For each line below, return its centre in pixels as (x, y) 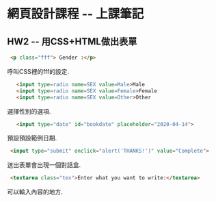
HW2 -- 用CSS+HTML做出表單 (72, 41)
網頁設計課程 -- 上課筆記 (76, 14)
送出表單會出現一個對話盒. (44, 165)
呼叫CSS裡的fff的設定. (38, 71)
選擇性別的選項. (29, 111)
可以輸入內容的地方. (35, 192)
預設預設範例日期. (32, 138)
